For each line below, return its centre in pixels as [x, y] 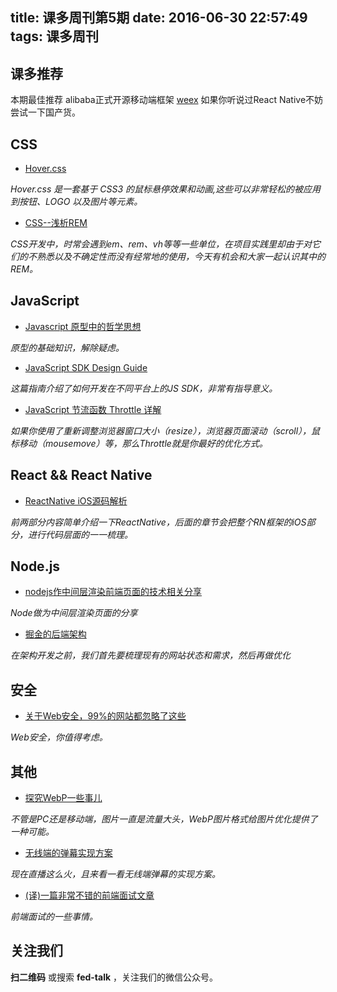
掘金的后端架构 [55, 634]
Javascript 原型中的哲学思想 [83, 326]
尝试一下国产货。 [45, 112]
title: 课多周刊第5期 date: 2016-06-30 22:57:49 [159, 18]
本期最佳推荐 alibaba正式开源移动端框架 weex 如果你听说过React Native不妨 [167, 100]
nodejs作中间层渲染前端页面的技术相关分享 [113, 592]
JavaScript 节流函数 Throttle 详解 [93, 409]
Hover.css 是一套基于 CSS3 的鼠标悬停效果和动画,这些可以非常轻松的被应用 [166, 189]
